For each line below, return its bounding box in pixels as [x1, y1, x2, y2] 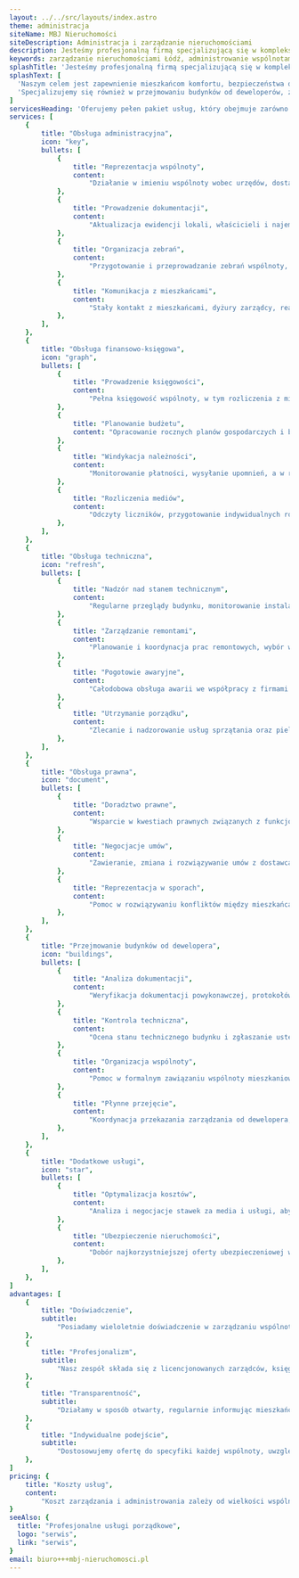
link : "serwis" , [17, 1538, 77, 1547]
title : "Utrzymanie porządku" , [72, 710, 190, 719]
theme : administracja [9, 21, 90, 30]
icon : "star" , [41, 1165, 93, 1174]
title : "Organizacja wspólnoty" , [72, 1057, 198, 1066]
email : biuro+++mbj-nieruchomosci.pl [9, 1555, 149, 1564]
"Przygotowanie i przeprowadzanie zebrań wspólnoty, [88, 262, 289, 271]
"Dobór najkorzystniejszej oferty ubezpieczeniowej [88, 1248, 285, 1257]
